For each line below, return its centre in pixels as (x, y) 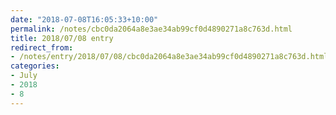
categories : (35, 66)
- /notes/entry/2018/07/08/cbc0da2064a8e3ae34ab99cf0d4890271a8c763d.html (169, 57)
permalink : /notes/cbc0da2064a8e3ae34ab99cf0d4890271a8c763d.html (151, 29)
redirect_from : (42, 47)
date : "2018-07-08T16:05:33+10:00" (84, 19)
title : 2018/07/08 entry (62, 38)
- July (24, 76)
